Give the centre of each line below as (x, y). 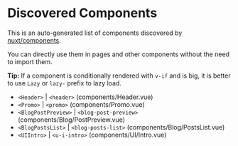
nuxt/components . (34, 40)
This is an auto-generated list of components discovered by (95, 33)
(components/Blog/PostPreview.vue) (71, 120)
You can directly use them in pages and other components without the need (118, 54)
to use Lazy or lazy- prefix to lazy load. (65, 83)
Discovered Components (82, 13)
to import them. (30, 61)
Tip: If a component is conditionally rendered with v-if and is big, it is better (119, 75)
